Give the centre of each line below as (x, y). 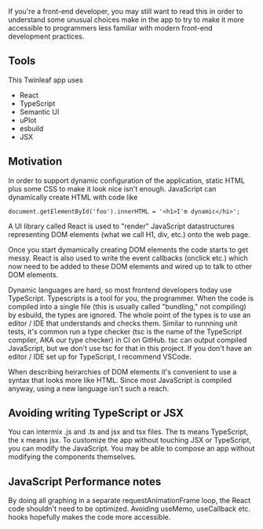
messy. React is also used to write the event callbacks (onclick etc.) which (128, 257)
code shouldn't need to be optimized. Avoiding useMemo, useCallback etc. (130, 509)
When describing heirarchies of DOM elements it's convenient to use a (122, 371)
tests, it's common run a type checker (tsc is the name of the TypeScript (125, 331)
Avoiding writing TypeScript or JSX (96, 413)
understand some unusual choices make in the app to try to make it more (126, 20)
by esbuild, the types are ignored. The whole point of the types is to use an (130, 315)
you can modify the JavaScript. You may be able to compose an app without (131, 449)
